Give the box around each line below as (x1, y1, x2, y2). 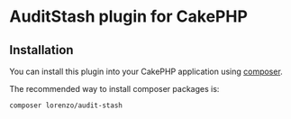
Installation (9, 42, 74, 58)
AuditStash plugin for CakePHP (9, 6, 248, 27)
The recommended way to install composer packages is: (9, 84, 220, 94)
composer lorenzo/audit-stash (9, 101, 123, 110)
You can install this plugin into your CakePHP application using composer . (9, 66, 284, 77)
